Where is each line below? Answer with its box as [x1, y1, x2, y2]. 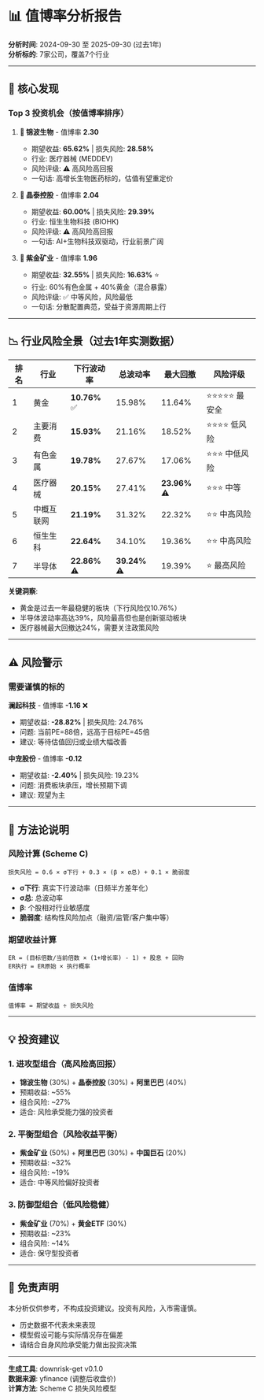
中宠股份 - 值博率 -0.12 [8, 754, 82, 764]
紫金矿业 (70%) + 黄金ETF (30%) [19, 1218, 127, 1228]
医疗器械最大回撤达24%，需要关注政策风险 [19, 623, 159, 632]
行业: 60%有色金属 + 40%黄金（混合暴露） [31, 282, 171, 291]
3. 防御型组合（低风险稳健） [8, 1199, 115, 1210]
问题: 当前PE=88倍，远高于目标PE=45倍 [19, 728, 150, 737]
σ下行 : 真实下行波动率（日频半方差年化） [19, 883, 152, 892]
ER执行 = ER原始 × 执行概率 [8, 962, 90, 971]
